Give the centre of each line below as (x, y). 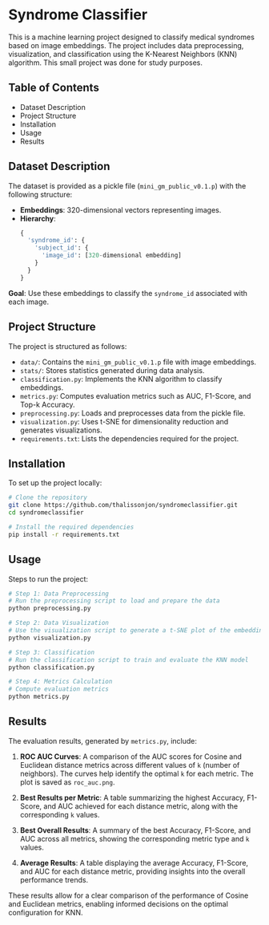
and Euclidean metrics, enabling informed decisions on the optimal (118, 903)
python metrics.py (39, 697)
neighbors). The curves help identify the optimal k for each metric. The (137, 773)
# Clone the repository (48, 498)
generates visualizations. (61, 430)
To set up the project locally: (55, 483)
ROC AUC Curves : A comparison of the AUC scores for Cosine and (131, 757)
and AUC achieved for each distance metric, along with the (141, 806)
